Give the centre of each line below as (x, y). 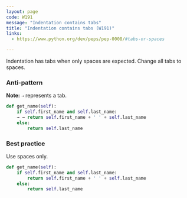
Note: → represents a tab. (36, 96)
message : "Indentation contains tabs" (54, 22)
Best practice (26, 144)
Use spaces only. (27, 156)
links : (14, 34)
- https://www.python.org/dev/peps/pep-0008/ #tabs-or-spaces (88, 39)
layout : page (22, 12)
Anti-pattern (24, 82)
